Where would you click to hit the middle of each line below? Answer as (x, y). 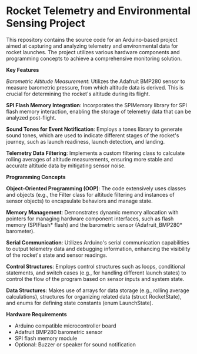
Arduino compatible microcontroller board (65, 326)
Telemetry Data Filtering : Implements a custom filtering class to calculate (96, 153)
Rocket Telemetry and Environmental (98, 11)
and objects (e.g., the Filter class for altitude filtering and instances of (90, 194)
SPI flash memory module (46, 338)
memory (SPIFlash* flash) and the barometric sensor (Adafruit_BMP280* (94, 224)
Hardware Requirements (36, 314)
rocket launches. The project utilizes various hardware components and (93, 52)
